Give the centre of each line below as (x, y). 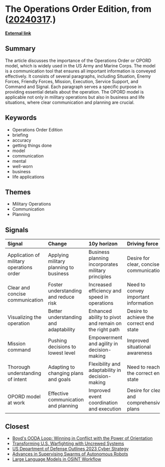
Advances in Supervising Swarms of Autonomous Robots (70, 454)
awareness (139, 353)
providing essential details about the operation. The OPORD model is (74, 92)
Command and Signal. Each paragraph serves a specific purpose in (73, 87)
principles (100, 277)
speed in (99, 297)
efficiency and (105, 291)
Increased (100, 285)
